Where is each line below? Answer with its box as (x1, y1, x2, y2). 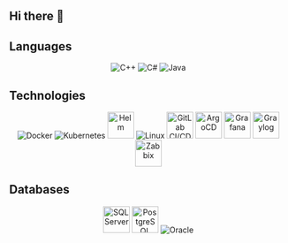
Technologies (9, 87, 87, 103)
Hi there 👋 (9, 9, 64, 24)
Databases (9, 182, 71, 197)
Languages (9, 39, 72, 54)
